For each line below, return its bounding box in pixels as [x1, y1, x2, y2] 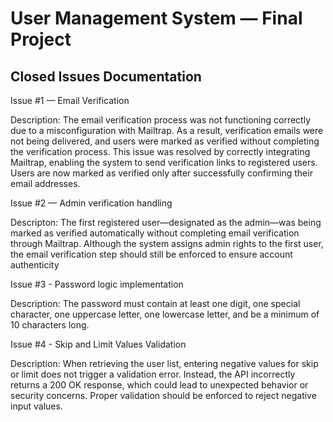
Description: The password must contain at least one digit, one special [10, 298, 301, 309]
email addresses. [10, 178, 81, 189]
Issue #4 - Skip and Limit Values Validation [10, 338, 187, 350]
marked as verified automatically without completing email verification [10, 227, 300, 239]
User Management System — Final [10, 7, 303, 30]
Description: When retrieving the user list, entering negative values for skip [10, 358, 319, 369]
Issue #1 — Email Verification [10, 95, 130, 106]
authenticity [10, 259, 60, 271]
